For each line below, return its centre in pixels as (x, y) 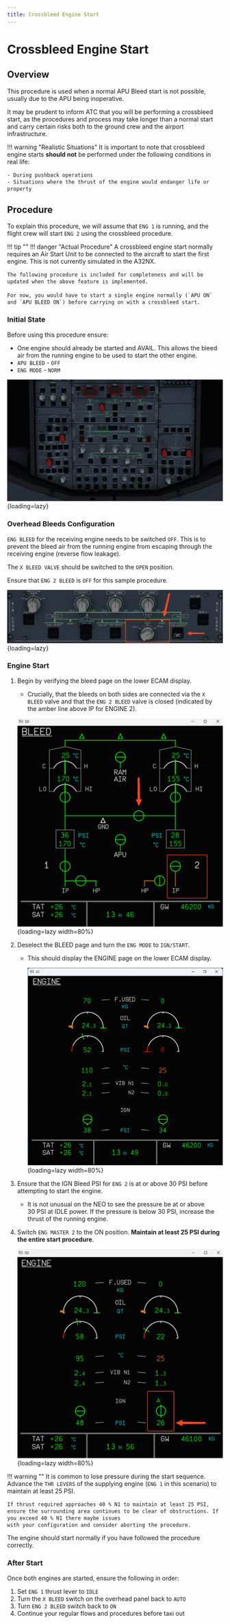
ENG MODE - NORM (39, 370)
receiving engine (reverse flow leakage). (64, 554)
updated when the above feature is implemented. (78, 282)
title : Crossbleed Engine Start (53, 14)
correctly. (21, 1545)
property (20, 189)
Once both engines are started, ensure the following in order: (93, 1578)
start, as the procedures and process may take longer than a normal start (110, 119)
